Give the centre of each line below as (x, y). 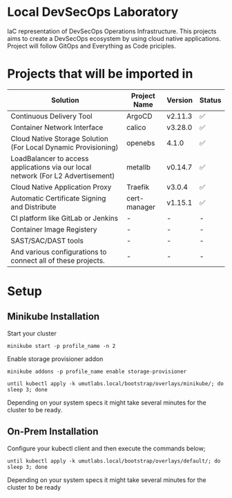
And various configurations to (59, 252)
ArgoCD (139, 116)
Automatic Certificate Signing (58, 198)
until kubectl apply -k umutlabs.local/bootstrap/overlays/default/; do (114, 461)
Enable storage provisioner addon (55, 359)
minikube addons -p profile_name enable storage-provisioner (97, 371)
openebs (141, 142)
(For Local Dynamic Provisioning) (65, 147)
